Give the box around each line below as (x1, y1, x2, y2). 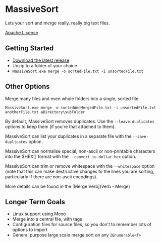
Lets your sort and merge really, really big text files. (5, 20, 110, 26)
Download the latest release (12, 57, 70, 63)
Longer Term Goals (5, 198, 65, 206)
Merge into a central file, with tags (12, 216, 83, 222)
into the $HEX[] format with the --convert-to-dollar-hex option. (5, 153, 137, 159)
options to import (12, 227, 48, 233)
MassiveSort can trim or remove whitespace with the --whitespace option (5, 163, 155, 169)
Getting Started (5, 44, 54, 53)
